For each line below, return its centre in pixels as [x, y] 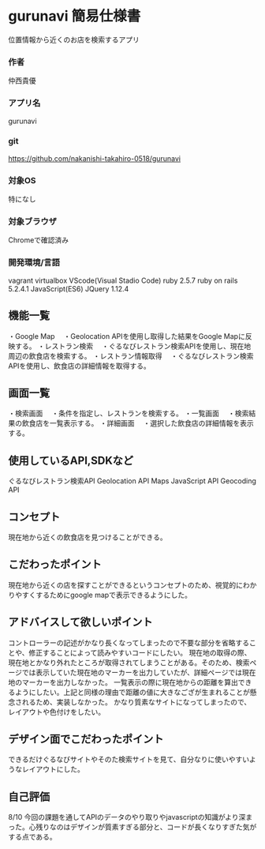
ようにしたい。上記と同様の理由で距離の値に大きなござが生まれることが [132, 692]
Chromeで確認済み [39, 240]
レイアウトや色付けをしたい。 [56, 712]
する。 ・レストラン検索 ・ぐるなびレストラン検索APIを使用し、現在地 [132, 346]
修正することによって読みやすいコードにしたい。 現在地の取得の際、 [140, 652]
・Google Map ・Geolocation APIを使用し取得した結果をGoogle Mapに [127, 336]
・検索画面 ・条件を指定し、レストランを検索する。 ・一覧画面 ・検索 [129, 413]
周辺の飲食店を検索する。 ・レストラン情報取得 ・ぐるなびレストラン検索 [131, 355]
